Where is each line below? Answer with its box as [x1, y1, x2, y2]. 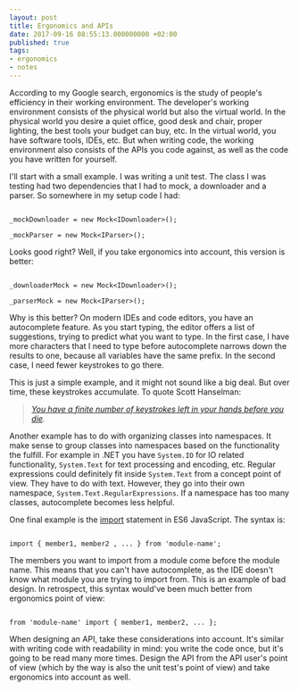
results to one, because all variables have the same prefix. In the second [9, 350, 276, 361]
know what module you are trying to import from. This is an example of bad [9, 573, 287, 585]
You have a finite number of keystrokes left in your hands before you [30, 404, 284, 414]
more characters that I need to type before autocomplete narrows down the [9, 340, 287, 351]
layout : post [9, 12, 58, 22]
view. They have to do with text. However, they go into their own [9, 478, 245, 488]
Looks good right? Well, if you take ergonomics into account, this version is [9, 246, 286, 257]
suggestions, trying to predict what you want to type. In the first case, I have [9, 331, 290, 342]
